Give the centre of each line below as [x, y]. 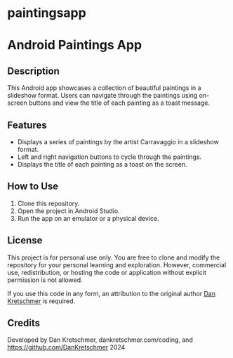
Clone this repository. [48, 203]
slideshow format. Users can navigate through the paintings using [102, 96]
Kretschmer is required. [41, 301]
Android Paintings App [75, 45]
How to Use [33, 187]
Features [27, 125]
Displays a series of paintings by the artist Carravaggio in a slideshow [118, 142]
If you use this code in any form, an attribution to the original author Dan [112, 293]
